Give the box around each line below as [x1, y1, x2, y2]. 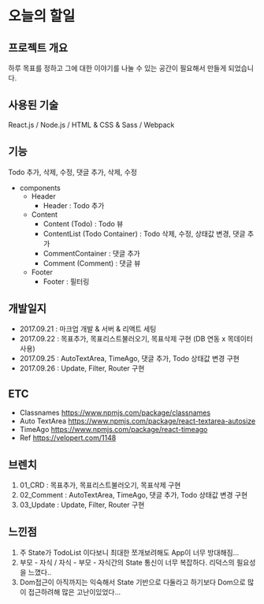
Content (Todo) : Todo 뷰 [43, 218, 124, 229]
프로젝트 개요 [8, 41, 69, 54]
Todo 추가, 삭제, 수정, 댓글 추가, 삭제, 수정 [8, 167, 138, 177]
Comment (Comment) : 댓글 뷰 [43, 258, 141, 268]
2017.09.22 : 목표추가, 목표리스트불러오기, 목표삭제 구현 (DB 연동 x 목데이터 [19, 334, 254, 344]
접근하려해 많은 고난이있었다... [28, 587, 121, 596]
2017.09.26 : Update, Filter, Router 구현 [19, 364, 145, 373]
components [19, 183, 61, 192]
